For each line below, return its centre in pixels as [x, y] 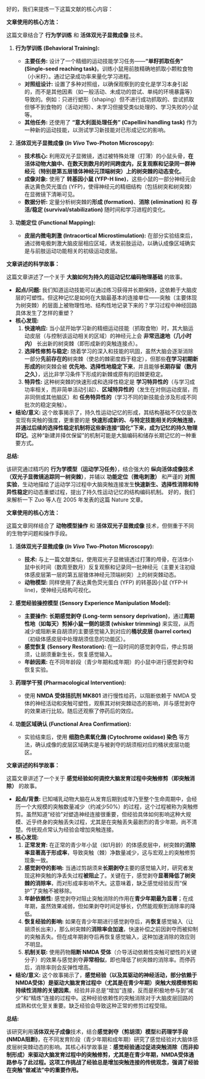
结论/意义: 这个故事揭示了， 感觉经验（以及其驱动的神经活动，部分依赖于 [106, 975]
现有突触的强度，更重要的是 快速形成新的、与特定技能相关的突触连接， [110, 420]
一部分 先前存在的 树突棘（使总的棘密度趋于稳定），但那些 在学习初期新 [111, 359]
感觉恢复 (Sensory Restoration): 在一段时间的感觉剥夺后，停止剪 [106, 647]
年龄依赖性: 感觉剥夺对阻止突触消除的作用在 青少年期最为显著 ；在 [106, 898]
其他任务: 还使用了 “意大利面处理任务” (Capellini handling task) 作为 [110, 122]
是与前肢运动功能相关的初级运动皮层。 [72, 251]
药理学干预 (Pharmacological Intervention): [70, 682]
